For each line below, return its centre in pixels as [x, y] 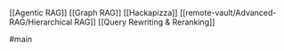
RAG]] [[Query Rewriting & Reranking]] [145, 22]
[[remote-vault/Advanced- [228, 13]
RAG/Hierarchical [41, 22]
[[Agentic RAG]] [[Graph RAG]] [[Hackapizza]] [93, 13]
